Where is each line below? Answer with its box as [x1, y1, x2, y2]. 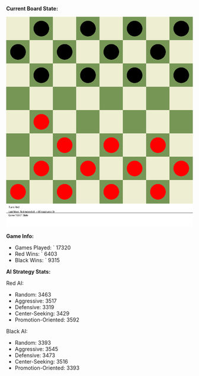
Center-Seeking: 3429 [14, 310, 70, 317]
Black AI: [6, 328, 28, 335]
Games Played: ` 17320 [14, 244, 71, 251]
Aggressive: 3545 [14, 346, 59, 352]
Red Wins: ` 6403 [14, 250, 57, 257]
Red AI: [6, 279, 24, 287]
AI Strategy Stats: [6, 268, 51, 275]
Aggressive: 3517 [14, 297, 57, 304]
